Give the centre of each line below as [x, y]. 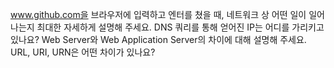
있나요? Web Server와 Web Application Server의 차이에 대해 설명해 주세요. [158, 39]
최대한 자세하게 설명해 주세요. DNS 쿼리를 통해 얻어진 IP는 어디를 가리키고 [180, 27]
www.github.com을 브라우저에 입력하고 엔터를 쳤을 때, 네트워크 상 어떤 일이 [158, 14]
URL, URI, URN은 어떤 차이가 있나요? [83, 52]
